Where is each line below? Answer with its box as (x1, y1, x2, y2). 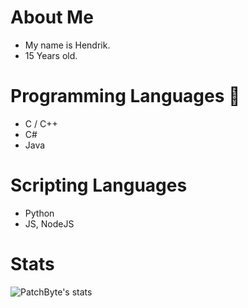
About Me (10, 6, 94, 29)
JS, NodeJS (24, 217, 75, 230)
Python (24, 207, 55, 219)
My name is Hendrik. (24, 39, 111, 51)
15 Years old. (24, 49, 78, 61)
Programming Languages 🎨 (10, 85, 241, 108)
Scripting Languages (10, 174, 188, 197)
